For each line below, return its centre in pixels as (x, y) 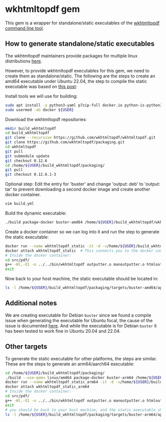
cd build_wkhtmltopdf (27, 133)
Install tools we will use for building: (41, 96)
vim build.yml (20, 204)
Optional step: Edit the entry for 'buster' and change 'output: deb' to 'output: (83, 184)
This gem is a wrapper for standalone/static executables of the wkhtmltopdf (82, 23)
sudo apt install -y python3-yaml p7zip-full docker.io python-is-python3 (84, 105)
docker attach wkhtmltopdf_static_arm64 (47, 387)
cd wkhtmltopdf (21, 147)
